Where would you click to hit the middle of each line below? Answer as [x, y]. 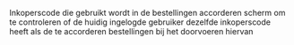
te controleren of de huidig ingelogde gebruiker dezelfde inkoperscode [140, 22]
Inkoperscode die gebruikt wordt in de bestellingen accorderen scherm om [147, 13]
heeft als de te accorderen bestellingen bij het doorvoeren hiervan [131, 31]
